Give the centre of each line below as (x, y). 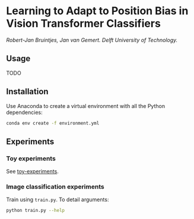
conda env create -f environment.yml (53, 123)
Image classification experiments (55, 187)
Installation (27, 92)
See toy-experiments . (33, 172)
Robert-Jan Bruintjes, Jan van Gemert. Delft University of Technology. (92, 40)
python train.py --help (36, 211)
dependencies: (24, 112)
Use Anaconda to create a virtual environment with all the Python (85, 106)
